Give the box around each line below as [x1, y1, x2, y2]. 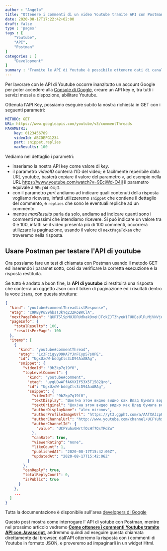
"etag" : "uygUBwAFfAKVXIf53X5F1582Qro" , [27, 379, 112, 385]
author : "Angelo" [5, 7, 43, 12]
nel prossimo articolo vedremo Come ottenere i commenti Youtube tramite [5, 524, 160, 530]
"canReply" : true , [23, 468, 61, 473]
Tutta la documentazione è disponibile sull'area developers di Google [5, 509, 147, 515]
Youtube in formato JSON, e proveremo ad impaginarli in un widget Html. [5, 540, 155, 546]
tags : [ [5, 30, 23, 35]
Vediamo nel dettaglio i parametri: [5, 153, 75, 160]
